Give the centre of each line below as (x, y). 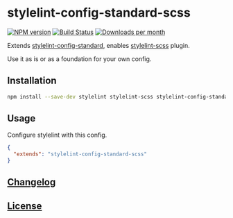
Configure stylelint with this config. (57, 135)
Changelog (32, 182)
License (25, 206)
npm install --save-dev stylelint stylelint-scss (80, 97)
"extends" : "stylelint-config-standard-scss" (80, 154)
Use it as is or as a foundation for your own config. (79, 59)
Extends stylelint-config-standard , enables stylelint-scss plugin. (99, 45)
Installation (32, 81)
